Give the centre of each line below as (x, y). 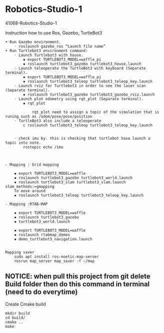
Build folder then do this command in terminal (78, 284)
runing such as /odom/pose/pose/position (49, 116)
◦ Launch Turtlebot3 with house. (49, 55)
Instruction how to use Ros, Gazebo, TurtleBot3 (54, 33)
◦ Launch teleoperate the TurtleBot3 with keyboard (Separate (80, 68)
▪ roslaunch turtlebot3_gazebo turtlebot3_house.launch (82, 64)
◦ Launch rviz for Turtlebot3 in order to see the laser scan (80, 86)
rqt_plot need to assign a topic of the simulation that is (95, 112)
